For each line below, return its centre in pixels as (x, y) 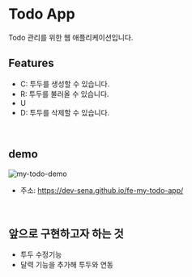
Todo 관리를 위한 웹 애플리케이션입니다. (71, 37)
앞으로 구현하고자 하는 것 (66, 234)
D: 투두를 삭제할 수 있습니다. (65, 112)
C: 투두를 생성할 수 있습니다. (65, 84)
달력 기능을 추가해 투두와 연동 (66, 265)
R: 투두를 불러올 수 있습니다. (64, 94)
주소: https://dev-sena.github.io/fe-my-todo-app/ (102, 190)
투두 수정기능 (41, 254)
